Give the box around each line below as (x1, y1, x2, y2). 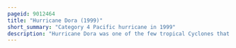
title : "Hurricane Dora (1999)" (7, 17, 103, 24)
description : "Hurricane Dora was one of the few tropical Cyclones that (7, 30, 230, 37)
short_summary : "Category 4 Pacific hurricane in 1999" (7, 23, 176, 30)
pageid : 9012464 (7, 10, 55, 18)
